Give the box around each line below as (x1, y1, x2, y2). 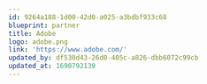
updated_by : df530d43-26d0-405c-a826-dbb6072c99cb (8, 53, 199, 62)
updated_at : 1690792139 (8, 62, 96, 71)
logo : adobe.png (8, 37, 68, 46)
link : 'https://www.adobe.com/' (8, 45, 127, 54)
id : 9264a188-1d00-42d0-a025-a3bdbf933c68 (8, 12, 167, 22)
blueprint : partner (8, 21, 80, 30)
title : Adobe (8, 29, 57, 38)
